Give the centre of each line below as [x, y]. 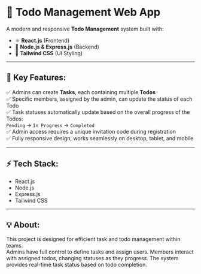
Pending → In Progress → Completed [50, 125]
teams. [15, 246]
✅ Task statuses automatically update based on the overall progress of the [98, 112]
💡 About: [23, 225]
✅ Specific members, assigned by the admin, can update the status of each [99, 99]
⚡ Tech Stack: [32, 164]
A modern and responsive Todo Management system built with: [85, 29]
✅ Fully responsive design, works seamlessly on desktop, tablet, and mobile [100, 138]
